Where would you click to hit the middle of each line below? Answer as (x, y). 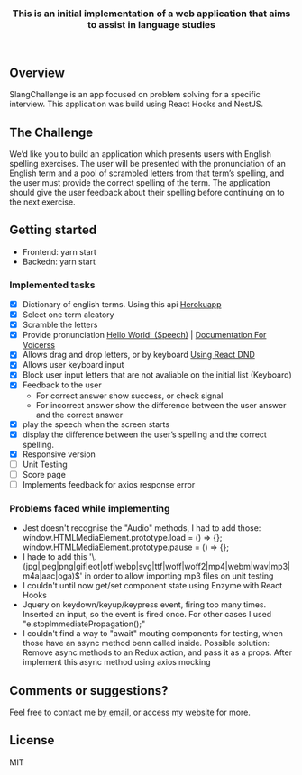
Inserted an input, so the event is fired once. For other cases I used (147, 615)
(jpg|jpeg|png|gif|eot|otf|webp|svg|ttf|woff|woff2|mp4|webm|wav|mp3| (156, 567)
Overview (37, 73)
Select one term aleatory (68, 315)
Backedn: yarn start (59, 261)
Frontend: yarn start (59, 251)
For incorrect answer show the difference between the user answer (161, 405)
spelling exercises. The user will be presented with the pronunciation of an (148, 163)
